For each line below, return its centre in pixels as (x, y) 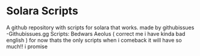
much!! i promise (27, 46)
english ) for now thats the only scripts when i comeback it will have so (94, 40)
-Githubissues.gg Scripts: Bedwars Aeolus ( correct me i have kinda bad (96, 33)
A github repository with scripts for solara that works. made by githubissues (100, 27)
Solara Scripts (42, 11)
